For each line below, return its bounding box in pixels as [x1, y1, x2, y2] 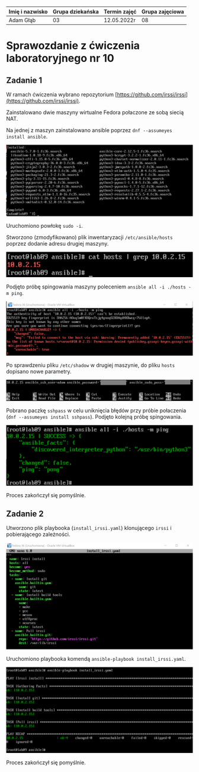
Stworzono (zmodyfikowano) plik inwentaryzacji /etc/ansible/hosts [6, 234, 173, 241]
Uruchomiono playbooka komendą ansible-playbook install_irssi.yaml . [6, 655, 187, 662]
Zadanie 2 [6, 509, 44, 519]
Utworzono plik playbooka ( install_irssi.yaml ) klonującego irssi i [6, 525, 172, 532]
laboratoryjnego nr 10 [6, 52, 114, 65]
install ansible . [6, 133, 48, 140]
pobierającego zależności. [6, 531, 70, 538]
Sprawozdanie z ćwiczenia [6, 39, 140, 52]
